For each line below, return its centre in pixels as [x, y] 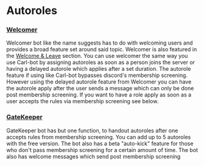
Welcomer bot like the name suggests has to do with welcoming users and [100, 43]
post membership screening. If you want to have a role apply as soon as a [99, 95]
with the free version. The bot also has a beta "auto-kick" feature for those [100, 143]
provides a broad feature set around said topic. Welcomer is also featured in [102, 49]
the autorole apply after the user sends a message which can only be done [100, 88]
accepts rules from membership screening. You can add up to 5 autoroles [99, 137]
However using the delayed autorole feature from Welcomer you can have [99, 82]
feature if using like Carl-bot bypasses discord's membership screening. [97, 75]
